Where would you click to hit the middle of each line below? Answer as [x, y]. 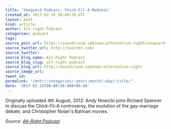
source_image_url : [25, 72]
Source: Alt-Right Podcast [33, 121]
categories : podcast [27, 34]
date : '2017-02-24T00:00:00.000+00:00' [48, 86]
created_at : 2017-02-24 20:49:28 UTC [45, 15]
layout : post [19, 19]
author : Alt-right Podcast [34, 29]
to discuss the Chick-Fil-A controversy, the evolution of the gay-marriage [82, 106]
